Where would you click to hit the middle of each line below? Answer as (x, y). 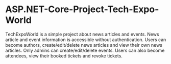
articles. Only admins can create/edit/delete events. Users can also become (85, 50)
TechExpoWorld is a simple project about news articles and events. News (82, 34)
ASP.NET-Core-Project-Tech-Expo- (82, 9)
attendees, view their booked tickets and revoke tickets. (64, 56)
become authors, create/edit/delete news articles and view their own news (84, 45)
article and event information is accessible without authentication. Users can (86, 40)
